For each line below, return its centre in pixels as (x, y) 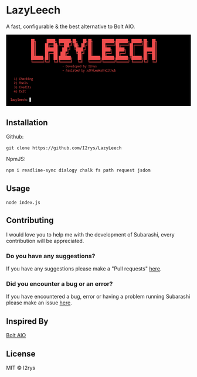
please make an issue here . (39, 303)
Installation (27, 123)
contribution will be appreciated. (45, 241)
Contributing (30, 220)
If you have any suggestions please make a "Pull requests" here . (84, 269)
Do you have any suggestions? (51, 256)
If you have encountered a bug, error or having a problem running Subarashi (98, 297)
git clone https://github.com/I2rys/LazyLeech (64, 148)
